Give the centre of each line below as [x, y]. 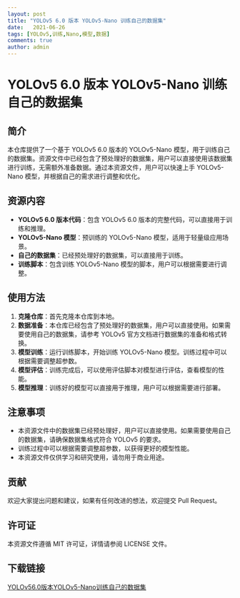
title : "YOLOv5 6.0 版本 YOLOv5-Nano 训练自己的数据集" [87, 21]
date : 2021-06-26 [36, 27]
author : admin [29, 47]
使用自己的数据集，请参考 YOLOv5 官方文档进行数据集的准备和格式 [122, 334]
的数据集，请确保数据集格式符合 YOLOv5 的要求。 [91, 440]
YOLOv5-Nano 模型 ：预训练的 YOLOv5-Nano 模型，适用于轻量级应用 [120, 237]
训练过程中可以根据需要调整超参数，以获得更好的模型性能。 [105, 449]
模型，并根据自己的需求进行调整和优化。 [84, 176]
